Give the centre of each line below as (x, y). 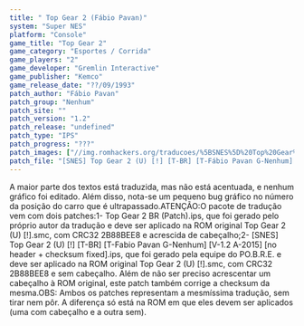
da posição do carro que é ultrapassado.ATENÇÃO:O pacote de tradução (146, 206)
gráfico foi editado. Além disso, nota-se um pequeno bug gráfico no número (152, 197)
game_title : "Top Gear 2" (58, 43)
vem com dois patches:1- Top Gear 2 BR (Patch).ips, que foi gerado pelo (144, 216)
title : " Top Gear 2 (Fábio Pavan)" (78, 18)
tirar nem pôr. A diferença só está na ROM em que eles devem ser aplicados (152, 302)
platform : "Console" (48, 34)
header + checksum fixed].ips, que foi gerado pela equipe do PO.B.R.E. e (146, 254)
